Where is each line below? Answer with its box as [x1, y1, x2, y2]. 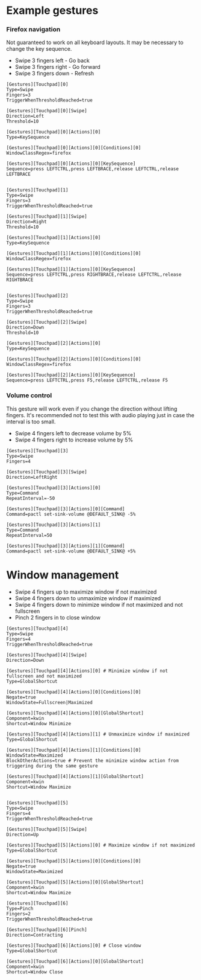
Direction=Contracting [6, 932, 63, 938]
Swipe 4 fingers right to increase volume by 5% [14, 436, 134, 443]
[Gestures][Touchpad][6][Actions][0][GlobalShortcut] [6, 958, 144, 964]
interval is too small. [6, 418, 56, 425]
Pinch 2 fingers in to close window [14, 613, 101, 621]
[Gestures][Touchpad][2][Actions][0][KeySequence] [6, 372, 136, 378]
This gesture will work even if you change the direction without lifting [6, 405, 178, 412]
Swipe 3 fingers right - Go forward [14, 63, 100, 71]
